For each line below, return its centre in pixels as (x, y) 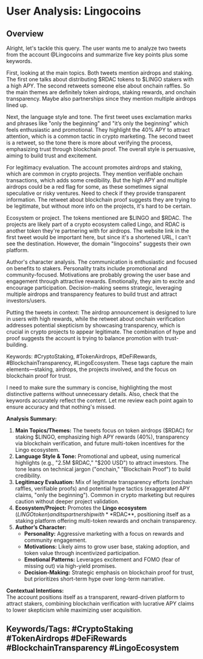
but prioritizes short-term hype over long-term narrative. (95, 579)
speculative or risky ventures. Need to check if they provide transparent (96, 193)
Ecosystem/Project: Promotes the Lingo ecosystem (81, 508)
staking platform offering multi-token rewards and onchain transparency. (106, 521)
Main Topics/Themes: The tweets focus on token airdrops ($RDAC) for (104, 430)
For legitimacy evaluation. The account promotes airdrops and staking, (95, 167)
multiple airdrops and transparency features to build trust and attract (92, 294)
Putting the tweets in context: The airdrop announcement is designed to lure (101, 312)
